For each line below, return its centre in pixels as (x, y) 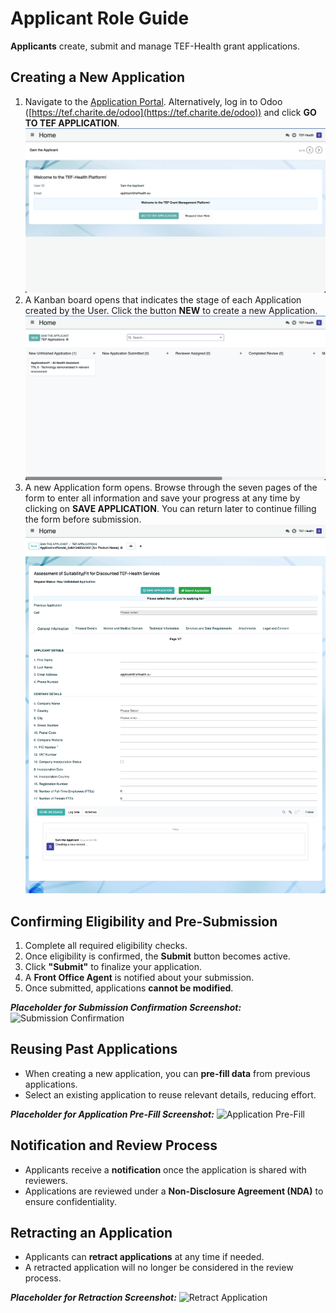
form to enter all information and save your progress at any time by (162, 498)
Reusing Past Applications (94, 1049)
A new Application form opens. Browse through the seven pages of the (171, 487)
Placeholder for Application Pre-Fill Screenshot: (112, 1114)
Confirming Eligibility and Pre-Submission (144, 921)
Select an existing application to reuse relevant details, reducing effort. (170, 1094)
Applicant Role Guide (100, 18)
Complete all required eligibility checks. (106, 946)
